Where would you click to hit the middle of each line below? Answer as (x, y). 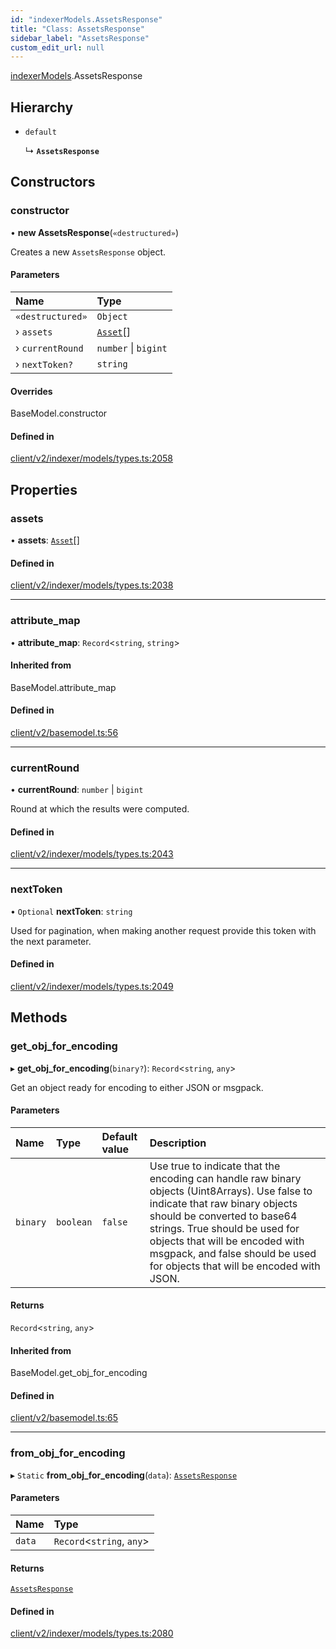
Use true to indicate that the (215, 1166)
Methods (39, 1017)
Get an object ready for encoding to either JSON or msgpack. (137, 1087)
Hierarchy (42, 107)
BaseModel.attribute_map (63, 687)
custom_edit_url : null (57, 47)
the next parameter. (51, 941)
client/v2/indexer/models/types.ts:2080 (92, 1633)
